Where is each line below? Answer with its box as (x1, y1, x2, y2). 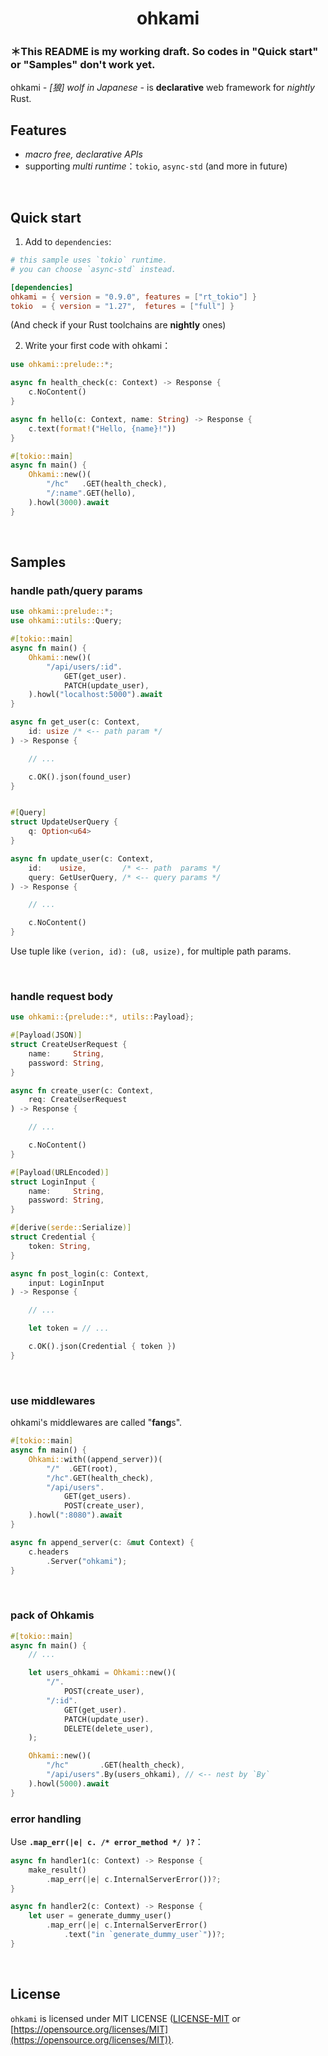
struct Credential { (10, 1232, 97, 1242)
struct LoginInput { (10, 1177, 97, 1187)
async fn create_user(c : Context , (10, 1085, 155, 1096)
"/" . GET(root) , (46, 1463, 118, 1474)
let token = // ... (28, 1323, 110, 1334)
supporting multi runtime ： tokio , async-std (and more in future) (24, 160, 288, 172)
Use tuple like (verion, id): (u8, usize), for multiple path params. (10, 945, 292, 957)
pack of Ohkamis (10, 1608, 95, 1622)
